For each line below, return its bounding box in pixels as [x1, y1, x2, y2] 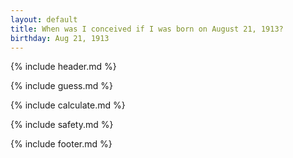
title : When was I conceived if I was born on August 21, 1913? [10, 24, 284, 34]
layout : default [10, 14, 78, 25]
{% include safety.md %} [10, 119, 114, 131]
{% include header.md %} [10, 61, 117, 73]
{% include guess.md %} [10, 80, 113, 92]
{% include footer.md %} [10, 138, 113, 150]
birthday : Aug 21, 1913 [10, 33, 110, 43]
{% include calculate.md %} [10, 99, 126, 111]
